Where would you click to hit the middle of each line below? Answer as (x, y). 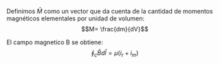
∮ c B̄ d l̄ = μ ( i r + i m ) (115, 54)
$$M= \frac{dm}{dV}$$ (115, 29)
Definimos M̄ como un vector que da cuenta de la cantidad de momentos (110, 11)
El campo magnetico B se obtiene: (55, 42)
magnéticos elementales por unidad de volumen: (76, 18)
